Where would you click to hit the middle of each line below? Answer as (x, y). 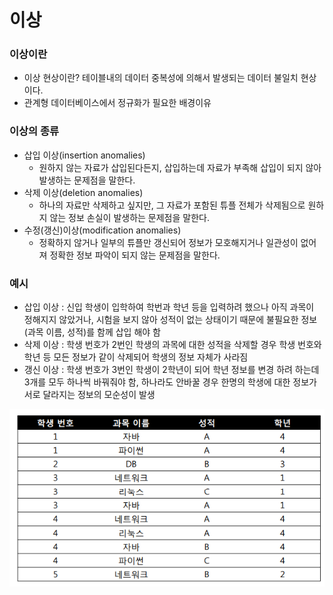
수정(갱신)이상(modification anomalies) (102, 230)
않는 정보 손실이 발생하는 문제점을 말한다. (129, 217)
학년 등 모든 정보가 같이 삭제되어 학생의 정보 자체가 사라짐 (136, 357)
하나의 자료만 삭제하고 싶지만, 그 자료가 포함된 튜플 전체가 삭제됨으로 (172, 205)
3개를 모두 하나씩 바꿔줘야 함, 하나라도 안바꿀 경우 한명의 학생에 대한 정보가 (170, 382)
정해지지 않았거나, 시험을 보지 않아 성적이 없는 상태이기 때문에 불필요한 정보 (170, 320)
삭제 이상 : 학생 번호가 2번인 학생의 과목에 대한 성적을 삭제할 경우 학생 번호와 (172, 345)
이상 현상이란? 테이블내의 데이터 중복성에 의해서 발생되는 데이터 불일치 (161, 78)
